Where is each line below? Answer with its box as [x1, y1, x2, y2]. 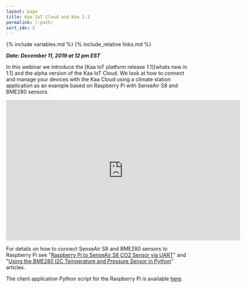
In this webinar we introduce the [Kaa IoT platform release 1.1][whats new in [6, 64, 188, 71]
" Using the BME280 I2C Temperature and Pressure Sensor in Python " [6, 258, 174, 265]
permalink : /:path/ [6, 19, 54, 25]
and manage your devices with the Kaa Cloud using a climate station [6, 76, 171, 83]
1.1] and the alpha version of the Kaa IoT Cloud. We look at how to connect [6, 70, 185, 77]
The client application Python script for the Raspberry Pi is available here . [6, 275, 183, 282]
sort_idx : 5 [6, 25, 35, 31]
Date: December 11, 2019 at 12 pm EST [6, 52, 101, 59]
